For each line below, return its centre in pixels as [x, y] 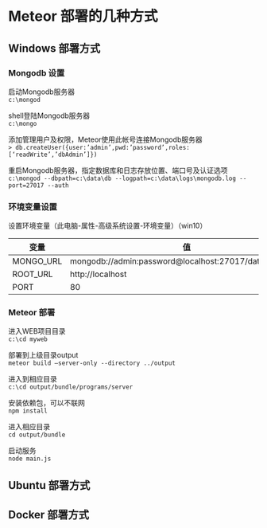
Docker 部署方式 [49, 515]
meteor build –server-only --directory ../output [92, 363]
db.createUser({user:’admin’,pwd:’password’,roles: [103, 147]
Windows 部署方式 [54, 48]
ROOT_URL [33, 274]
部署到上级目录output [43, 355]
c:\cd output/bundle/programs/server [71, 387]
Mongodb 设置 [37, 72]
